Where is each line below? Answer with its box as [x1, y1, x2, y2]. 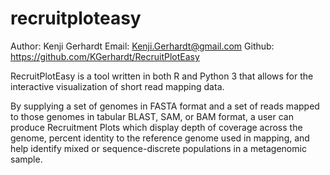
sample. [10, 153, 43, 165]
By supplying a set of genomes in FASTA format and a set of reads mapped [10, 100, 320, 112]
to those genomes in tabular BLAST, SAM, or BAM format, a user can [10, 110, 294, 122]
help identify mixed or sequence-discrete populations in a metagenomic [10, 142, 307, 154]
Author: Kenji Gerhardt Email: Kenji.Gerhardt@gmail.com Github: [10, 40, 275, 52]
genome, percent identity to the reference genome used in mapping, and [10, 132, 310, 144]
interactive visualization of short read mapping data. [10, 80, 225, 92]
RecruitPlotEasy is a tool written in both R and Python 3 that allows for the [10, 70, 314, 82]
